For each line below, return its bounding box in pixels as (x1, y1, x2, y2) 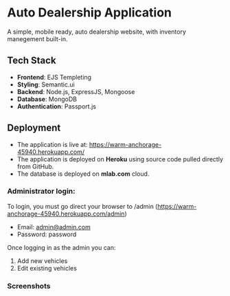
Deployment (7, 122, 61, 134)
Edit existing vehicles (16, 264, 78, 272)
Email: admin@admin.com (16, 223, 91, 231)
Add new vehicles (16, 256, 68, 265)
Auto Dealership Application (7, 5, 172, 21)
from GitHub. (16, 162, 54, 170)
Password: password (16, 230, 77, 238)
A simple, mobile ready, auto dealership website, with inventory (7, 27, 187, 36)
